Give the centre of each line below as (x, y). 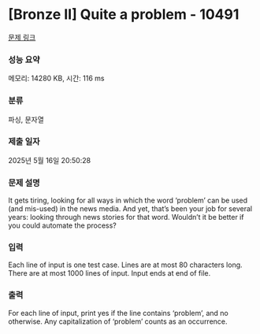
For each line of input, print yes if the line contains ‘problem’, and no (118, 313)
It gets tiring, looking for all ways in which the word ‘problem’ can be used (128, 200)
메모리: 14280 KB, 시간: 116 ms (56, 78)
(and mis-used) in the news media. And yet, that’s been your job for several (130, 209)
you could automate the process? (62, 225)
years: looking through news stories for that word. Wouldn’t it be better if (126, 217)
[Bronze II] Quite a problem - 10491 (124, 15)
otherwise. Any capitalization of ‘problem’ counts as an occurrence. (118, 321)
